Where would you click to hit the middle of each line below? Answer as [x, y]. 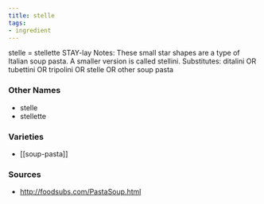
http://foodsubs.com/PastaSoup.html [80, 192]
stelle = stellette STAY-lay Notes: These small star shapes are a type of [124, 53]
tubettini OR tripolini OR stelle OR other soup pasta [91, 70]
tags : [17, 23]
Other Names [35, 90]
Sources [25, 174]
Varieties [26, 137]
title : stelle [32, 15]
